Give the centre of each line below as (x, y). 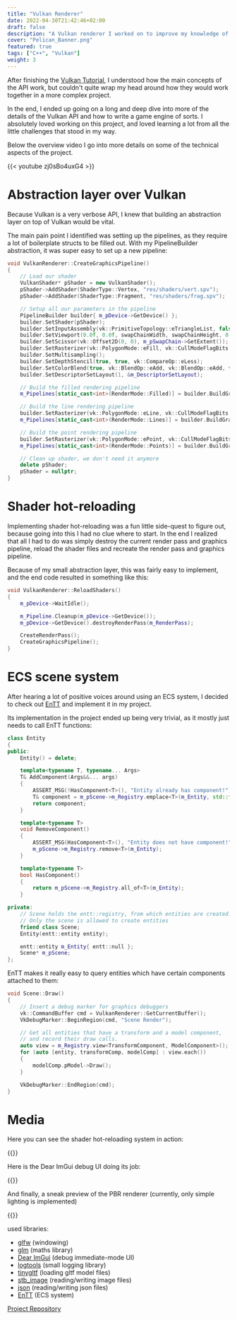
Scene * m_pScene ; (45, 953)
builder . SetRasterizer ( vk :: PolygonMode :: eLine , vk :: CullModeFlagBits (124, 413)
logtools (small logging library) (62, 1265)
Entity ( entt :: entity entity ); (65, 933)
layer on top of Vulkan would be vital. (61, 222)
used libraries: (28, 1229)
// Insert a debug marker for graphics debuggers (95, 1007)
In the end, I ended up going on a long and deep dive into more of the (108, 108)
